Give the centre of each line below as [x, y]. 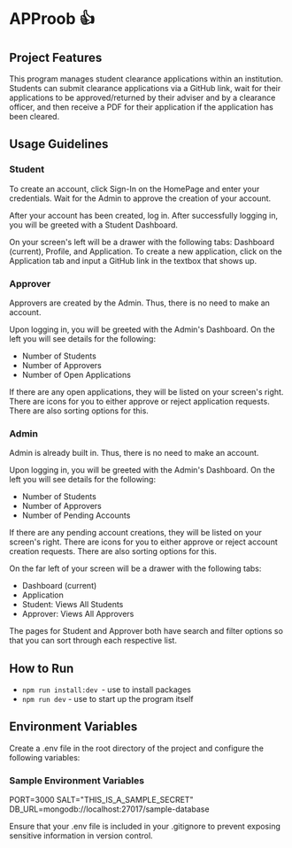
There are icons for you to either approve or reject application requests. [139, 401]
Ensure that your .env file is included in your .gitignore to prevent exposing [145, 827]
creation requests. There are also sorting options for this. [113, 551]
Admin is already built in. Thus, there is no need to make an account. [134, 453]
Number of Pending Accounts [76, 515]
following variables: [45, 757]
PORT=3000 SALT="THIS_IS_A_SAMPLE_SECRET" [101, 800]
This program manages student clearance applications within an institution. [146, 79]
